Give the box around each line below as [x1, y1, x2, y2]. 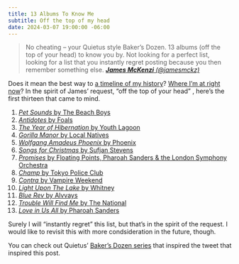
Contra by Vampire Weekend [18, 176, 103, 185]
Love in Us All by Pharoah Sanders [18, 207, 120, 215]
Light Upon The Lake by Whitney [18, 184, 115, 192]
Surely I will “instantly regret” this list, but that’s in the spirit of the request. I [8, 220, 228, 229]
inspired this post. [8, 249, 61, 258]
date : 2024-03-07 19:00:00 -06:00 [8, 23, 111, 31]
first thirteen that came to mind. [8, 94, 101, 103]
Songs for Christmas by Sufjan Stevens [18, 146, 133, 155]
